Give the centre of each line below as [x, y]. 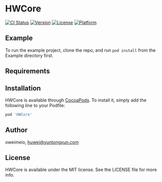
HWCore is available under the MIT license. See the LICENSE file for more [81, 170]
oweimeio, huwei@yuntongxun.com [42, 142]
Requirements [27, 71]
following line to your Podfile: [35, 105]
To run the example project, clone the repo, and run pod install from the [80, 50]
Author [16, 130]
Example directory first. [29, 55]
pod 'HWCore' [19, 114]
